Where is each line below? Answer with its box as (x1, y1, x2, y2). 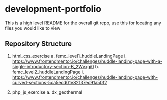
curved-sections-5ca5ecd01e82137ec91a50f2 (12, 79, 107, 85)
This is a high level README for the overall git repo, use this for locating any (5, 20, 161, 26)
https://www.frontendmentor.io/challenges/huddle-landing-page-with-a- (12, 58, 163, 64)
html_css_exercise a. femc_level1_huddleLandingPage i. (12, 53, 127, 59)
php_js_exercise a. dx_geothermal (12, 89, 82, 95)
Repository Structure (5, 40, 72, 48)
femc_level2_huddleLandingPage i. (12, 69, 84, 75)
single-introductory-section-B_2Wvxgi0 (12, 63, 94, 69)
